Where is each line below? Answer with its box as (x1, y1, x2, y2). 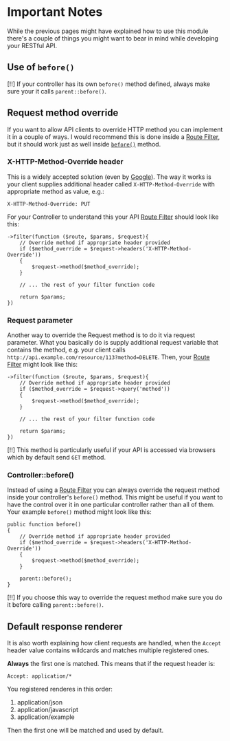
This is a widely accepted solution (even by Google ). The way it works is (7, 173, 211, 181)
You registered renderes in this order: (7, 685, 113, 694)
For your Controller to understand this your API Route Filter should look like (7, 213, 219, 221)
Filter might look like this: (7, 361, 78, 369)
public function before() (7, 521, 81, 528)
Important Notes (7, 4, 103, 20)
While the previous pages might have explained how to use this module (7, 27, 209, 35)
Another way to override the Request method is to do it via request (7, 331, 196, 339)
